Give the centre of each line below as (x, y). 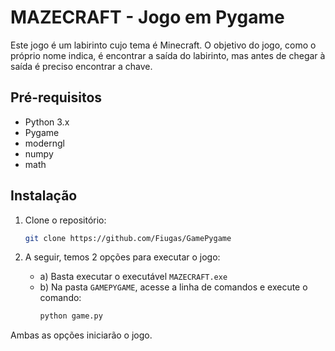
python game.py (71, 316)
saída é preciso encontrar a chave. (81, 66)
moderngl (44, 143)
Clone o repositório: (65, 220)
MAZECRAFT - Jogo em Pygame (147, 17)
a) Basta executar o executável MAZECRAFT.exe (133, 277)
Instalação (44, 196)
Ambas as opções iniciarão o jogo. (81, 335)
